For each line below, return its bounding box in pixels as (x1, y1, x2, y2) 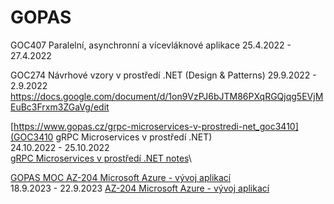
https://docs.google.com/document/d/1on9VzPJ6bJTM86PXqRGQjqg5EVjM (10, 90, 324, 102)
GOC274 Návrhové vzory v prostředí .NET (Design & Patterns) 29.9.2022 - (10, 69, 317, 81)
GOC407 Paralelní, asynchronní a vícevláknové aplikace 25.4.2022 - (10, 39, 292, 51)
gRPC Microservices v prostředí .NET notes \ (10, 152, 192, 164)
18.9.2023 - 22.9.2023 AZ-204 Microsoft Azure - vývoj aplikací (10, 182, 270, 194)
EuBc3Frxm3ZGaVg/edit (10, 101, 110, 113)
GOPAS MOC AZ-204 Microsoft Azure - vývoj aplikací (10, 171, 232, 183)
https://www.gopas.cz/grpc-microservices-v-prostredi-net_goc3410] (13, 120, 299, 132)
